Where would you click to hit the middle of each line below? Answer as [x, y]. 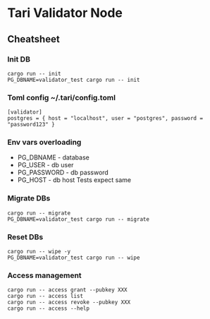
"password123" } [31, 125]
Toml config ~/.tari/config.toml [62, 97]
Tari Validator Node [65, 13]
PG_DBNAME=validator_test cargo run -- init [74, 80]
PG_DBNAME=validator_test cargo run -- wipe [74, 258]
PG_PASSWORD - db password [63, 173]
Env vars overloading [44, 143]
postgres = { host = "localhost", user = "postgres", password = [105, 119]
